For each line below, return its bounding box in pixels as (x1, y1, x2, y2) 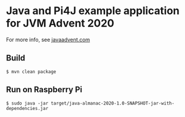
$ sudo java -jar (6, 100, 49, 106)
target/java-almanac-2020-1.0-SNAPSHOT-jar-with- (51, 100, 175, 106)
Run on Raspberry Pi (6, 85, 82, 95)
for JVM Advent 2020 (6, 16, 115, 30)
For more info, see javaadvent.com (6, 36, 90, 43)
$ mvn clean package (6, 69, 57, 75)
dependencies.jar (6, 105, 49, 111)
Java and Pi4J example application (6, 4, 180, 18)
